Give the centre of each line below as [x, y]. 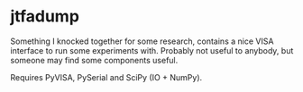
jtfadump [45, 17]
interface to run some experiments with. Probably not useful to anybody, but [152, 50]
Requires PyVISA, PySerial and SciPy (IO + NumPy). [106, 77]
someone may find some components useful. [94, 60]
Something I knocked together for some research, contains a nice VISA [142, 41]
